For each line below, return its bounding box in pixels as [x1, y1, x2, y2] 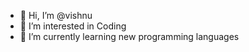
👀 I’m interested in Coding [19, 20, 127, 32]
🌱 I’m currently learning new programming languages [19, 31, 240, 42]
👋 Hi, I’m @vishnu [19, 10, 93, 21]
